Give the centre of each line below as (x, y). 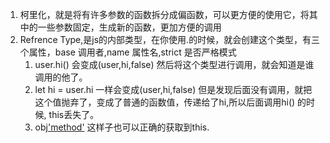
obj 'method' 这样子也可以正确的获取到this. (122, 127)
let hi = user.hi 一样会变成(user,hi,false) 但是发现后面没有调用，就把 (173, 89)
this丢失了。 (74, 114)
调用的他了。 (61, 77)
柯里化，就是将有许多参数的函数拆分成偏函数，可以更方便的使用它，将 (164, 14)
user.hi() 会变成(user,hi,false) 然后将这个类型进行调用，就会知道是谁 (174, 64)
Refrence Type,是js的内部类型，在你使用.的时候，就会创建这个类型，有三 (170, 39)
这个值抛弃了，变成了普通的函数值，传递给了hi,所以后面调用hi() (165, 102)
